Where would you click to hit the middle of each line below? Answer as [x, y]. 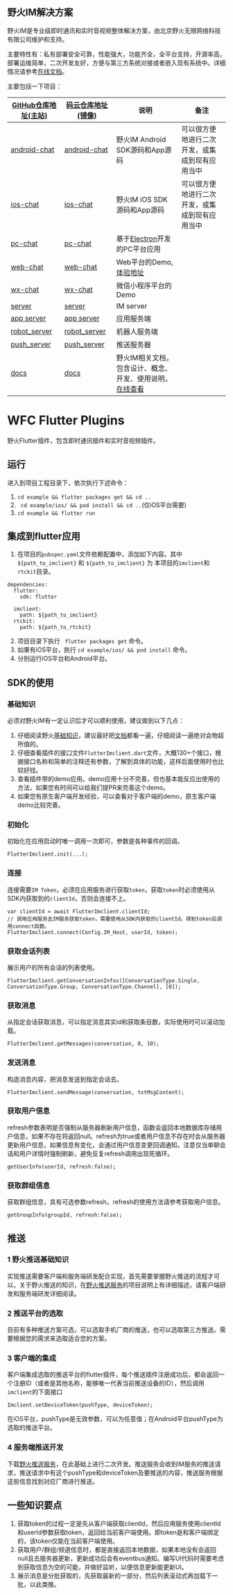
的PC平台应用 [138, 249]
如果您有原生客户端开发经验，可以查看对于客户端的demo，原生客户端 [116, 796]
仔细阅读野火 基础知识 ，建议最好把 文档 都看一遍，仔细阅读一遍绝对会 [114, 735]
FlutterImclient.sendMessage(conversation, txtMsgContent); [96, 1092]
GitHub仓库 [31, 105]
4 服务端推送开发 [35, 1448]
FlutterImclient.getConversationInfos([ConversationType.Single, [103, 980]
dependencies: [28, 585]
